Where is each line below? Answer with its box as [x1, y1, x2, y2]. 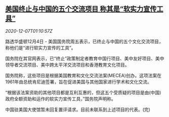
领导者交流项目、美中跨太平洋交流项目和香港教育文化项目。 [5, 62, 130, 68]
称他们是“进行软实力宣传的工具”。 [5, 44, 76, 50]
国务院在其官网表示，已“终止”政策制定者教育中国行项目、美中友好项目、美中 [5, 55, 164, 62]
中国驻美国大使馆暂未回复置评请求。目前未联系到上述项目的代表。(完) [5, 106, 151, 112]
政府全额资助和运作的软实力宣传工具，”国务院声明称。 [5, 95, 116, 102]
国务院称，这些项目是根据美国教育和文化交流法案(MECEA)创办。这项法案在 [5, 72, 162, 78]
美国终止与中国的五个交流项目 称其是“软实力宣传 [5, 5, 157, 14]
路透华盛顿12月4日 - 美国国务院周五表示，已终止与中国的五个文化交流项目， [5, 38, 163, 44]
